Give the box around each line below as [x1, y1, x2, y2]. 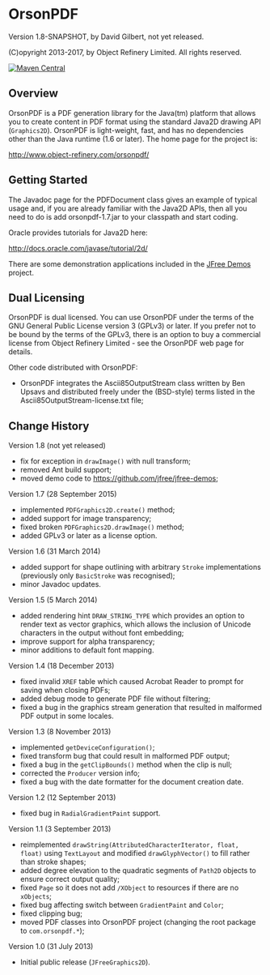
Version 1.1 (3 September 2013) [8, 824, 112, 834]
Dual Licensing [8, 291, 85, 305]
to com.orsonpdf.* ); [19, 926, 85, 936]
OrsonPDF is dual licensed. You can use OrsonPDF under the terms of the [8, 313, 255, 323]
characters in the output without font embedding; [19, 628, 184, 638]
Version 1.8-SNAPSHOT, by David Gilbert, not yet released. [8, 32, 205, 41]
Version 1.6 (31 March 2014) [8, 546, 101, 556]
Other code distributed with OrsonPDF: [8, 362, 138, 373]
